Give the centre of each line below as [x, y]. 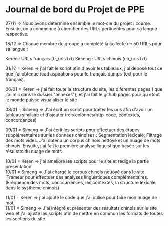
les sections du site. [26, 219]
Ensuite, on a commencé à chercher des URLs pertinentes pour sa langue [81, 28]
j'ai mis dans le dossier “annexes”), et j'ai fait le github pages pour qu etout [83, 94]
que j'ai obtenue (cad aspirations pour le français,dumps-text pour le [76, 73]
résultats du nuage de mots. [34, 151]
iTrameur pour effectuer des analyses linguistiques [58, 177]
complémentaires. [130, 177]
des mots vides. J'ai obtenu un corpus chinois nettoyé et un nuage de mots [83, 140]
